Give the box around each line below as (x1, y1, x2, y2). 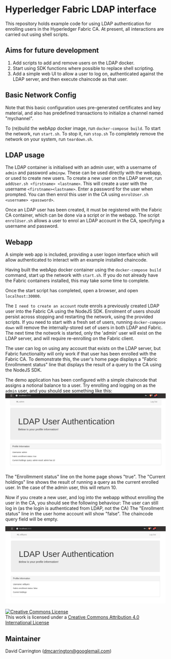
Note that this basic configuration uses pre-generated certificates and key (5, 104, 161, 110)
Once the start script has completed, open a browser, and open (5, 288, 138, 294)
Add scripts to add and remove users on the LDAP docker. (12, 60, 135, 66)
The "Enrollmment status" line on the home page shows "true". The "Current (5, 474, 165, 480)
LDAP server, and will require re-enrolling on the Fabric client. (5, 336, 134, 342)
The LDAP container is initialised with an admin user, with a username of (5, 164, 157, 171)
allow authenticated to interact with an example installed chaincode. (5, 257, 148, 263)
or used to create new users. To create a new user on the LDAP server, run (5, 175, 162, 181)
